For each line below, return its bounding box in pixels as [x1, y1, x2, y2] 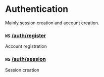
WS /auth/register [5, 32, 46, 39]
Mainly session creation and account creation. [5, 20, 100, 26]
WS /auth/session [5, 56, 46, 63]
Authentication [5, 3, 68, 15]
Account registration [5, 43, 47, 49]
